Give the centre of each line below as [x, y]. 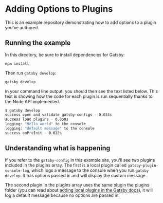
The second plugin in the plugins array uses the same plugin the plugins [77, 185]
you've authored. [22, 27]
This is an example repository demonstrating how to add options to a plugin [81, 22]
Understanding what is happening [58, 148]
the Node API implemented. [33, 101]
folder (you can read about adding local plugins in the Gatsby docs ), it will [79, 190]
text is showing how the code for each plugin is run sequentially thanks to [79, 96]
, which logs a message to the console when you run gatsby [89, 170]
